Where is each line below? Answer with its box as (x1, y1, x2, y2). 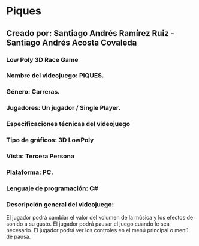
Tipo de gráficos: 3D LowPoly (6, 136, 94, 145)
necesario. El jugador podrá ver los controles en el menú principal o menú (6, 227, 189, 234)
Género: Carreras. (6, 88, 60, 96)
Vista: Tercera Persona (6, 152, 75, 160)
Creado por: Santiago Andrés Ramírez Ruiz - (6, 28, 175, 38)
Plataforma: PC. (6, 168, 54, 176)
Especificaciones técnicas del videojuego (6, 120, 131, 128)
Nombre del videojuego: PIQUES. (6, 71, 104, 80)
